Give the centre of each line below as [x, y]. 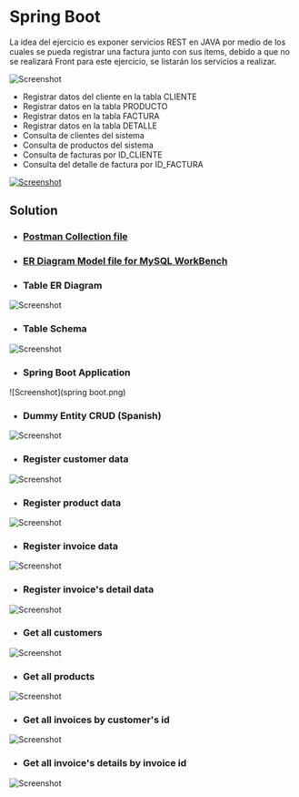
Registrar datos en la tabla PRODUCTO [95, 106]
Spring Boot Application [76, 373]
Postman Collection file [75, 237]
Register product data [72, 503]
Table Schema [55, 329]
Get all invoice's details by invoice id [105, 763]
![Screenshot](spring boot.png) [68, 393]
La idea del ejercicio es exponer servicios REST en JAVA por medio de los [148, 42]
